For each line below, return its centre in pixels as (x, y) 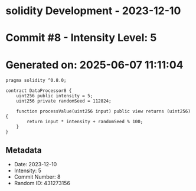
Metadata (24, 150)
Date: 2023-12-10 (35, 164)
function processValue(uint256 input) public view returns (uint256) (104, 111)
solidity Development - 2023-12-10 (93, 11)
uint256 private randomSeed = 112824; (64, 101)
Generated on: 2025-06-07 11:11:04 (94, 65)
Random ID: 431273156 (42, 183)
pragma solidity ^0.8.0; (36, 81)
